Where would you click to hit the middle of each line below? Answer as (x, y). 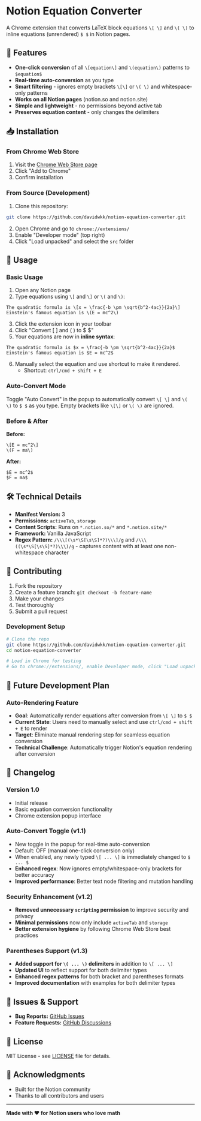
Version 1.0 (23, 790)
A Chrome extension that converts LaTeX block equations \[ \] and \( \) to (100, 28)
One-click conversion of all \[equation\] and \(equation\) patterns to (102, 67)
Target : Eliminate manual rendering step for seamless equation (92, 734)
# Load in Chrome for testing (44, 661)
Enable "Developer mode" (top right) (60, 235)
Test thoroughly (34, 605)
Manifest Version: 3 (40, 514)
